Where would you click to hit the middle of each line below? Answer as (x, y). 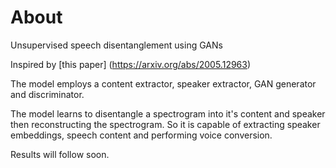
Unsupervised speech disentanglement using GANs (116, 45)
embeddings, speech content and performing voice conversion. (141, 135)
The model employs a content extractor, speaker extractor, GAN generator (163, 83)
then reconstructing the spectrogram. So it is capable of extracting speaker (165, 124)
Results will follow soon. (60, 154)
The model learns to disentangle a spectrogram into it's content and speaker (168, 113)
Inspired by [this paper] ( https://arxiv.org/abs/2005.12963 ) (131, 64)
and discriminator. (47, 94)
